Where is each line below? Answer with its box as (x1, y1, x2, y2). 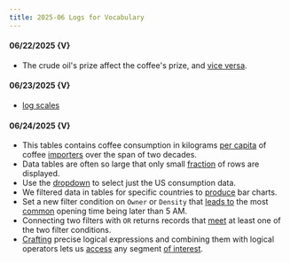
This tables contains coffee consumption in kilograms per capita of (21, 140, 267, 151)
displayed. (21, 168, 60, 179)
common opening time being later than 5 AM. (21, 205, 188, 217)
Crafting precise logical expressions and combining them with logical (21, 234, 275, 244)
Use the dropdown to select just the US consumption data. (21, 178, 237, 189)
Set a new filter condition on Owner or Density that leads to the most (21, 197, 269, 207)
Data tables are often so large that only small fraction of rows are (21, 159, 260, 169)
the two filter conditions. (21, 225, 112, 236)
